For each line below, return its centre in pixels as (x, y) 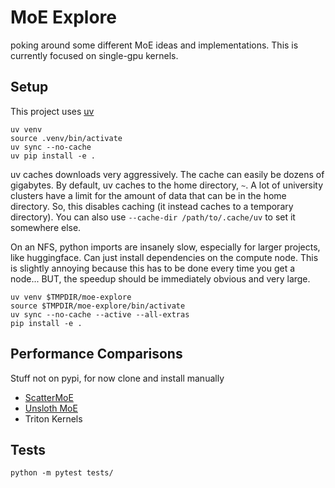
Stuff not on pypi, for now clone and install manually (117, 378)
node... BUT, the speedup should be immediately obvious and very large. (160, 278)
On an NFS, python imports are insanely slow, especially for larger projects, (165, 247)
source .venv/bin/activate (66, 138)
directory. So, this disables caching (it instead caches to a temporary (152, 206)
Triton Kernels (53, 418)
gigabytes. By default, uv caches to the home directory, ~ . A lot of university (167, 185)
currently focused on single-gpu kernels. (94, 55)
